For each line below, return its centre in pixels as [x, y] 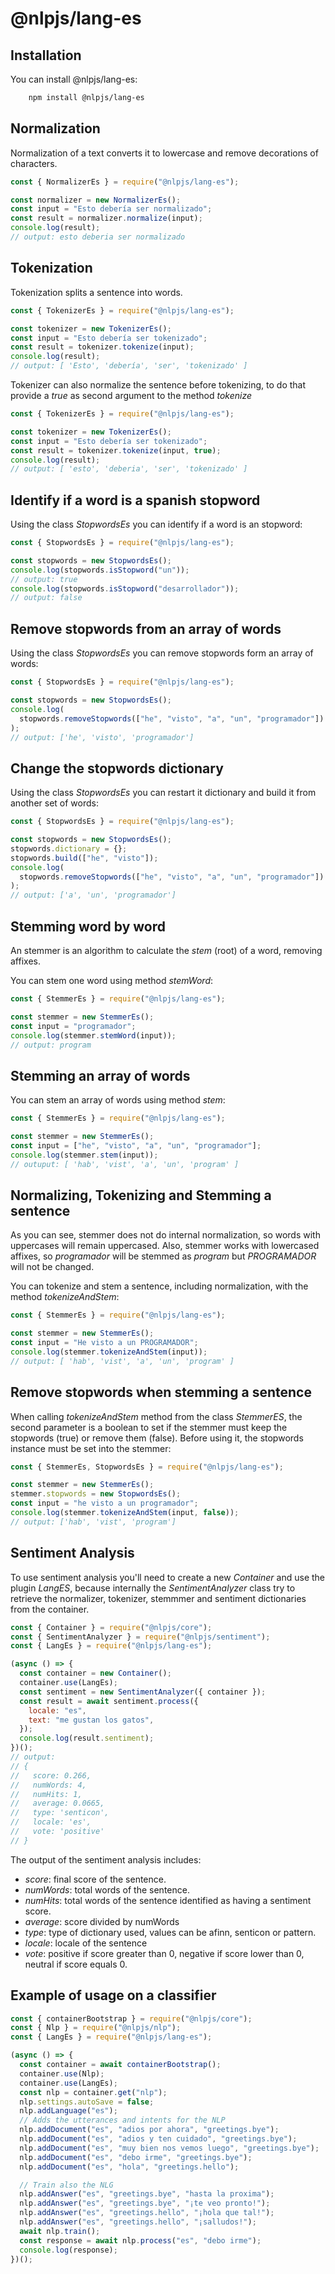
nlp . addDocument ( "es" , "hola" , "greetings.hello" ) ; [129, 2167]
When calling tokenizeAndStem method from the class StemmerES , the [156, 1416]
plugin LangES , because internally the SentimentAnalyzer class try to [153, 1588]
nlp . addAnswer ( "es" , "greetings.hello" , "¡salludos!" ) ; [138, 2222]
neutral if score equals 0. [76, 1964]
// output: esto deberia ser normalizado [98, 237]
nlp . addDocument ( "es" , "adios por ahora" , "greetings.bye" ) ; [149, 2130]
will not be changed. [52, 1267]
